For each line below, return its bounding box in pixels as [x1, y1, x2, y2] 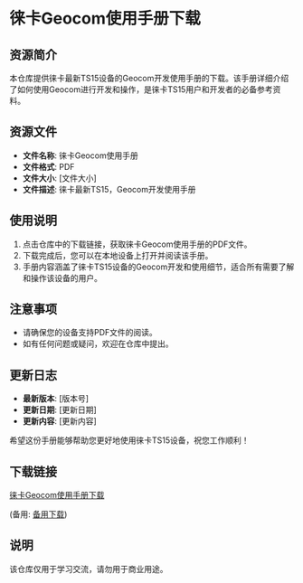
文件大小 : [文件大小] [22, 173, 97, 183]
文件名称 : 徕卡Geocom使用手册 [22, 150, 138, 161]
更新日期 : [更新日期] [22, 404, 97, 416]
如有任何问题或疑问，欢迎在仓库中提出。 [22, 338, 174, 349]
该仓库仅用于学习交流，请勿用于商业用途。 [9, 563, 168, 574]
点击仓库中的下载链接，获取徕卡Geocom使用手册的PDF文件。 [22, 239, 252, 249]
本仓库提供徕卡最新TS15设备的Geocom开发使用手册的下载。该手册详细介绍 [9, 73, 289, 83]
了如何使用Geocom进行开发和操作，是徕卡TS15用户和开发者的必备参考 [9, 84, 273, 95]
